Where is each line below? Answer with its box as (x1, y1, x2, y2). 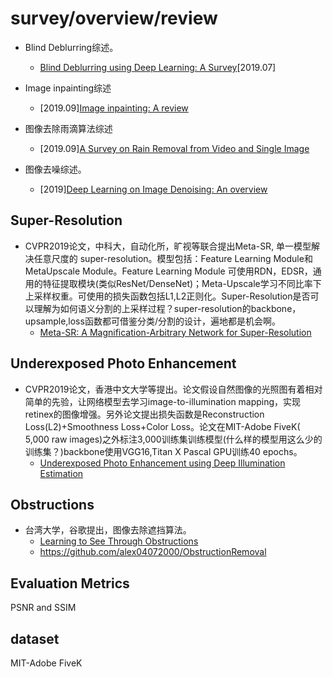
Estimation (39, 467, 84, 479)
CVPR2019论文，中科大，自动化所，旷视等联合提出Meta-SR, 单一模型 (24, 240, 312, 252)
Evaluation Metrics (10, 575, 130, 592)
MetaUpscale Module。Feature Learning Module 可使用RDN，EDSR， (24, 265, 313, 277)
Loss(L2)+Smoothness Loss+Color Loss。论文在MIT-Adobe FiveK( (24, 420, 301, 432)
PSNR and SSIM (10, 602, 77, 614)
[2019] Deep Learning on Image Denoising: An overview (39, 183, 268, 195)
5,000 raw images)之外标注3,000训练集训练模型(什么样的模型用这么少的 (24, 433, 323, 445)
